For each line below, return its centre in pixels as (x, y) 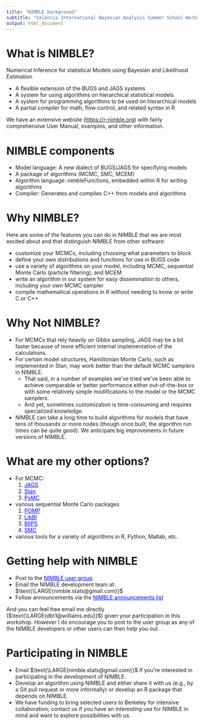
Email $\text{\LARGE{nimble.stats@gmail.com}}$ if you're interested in (104, 670)
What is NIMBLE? (50, 53)
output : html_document (35, 23)
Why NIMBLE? (43, 218)
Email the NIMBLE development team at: (65, 584)
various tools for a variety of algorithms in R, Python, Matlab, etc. (96, 537)
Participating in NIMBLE (67, 653)
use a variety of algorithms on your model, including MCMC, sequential (104, 266)
